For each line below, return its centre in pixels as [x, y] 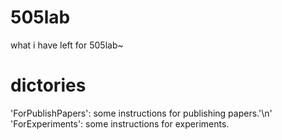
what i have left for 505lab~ [67, 45]
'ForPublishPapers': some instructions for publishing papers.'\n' [141, 113]
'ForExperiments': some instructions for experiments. [120, 123]
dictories [48, 85]
